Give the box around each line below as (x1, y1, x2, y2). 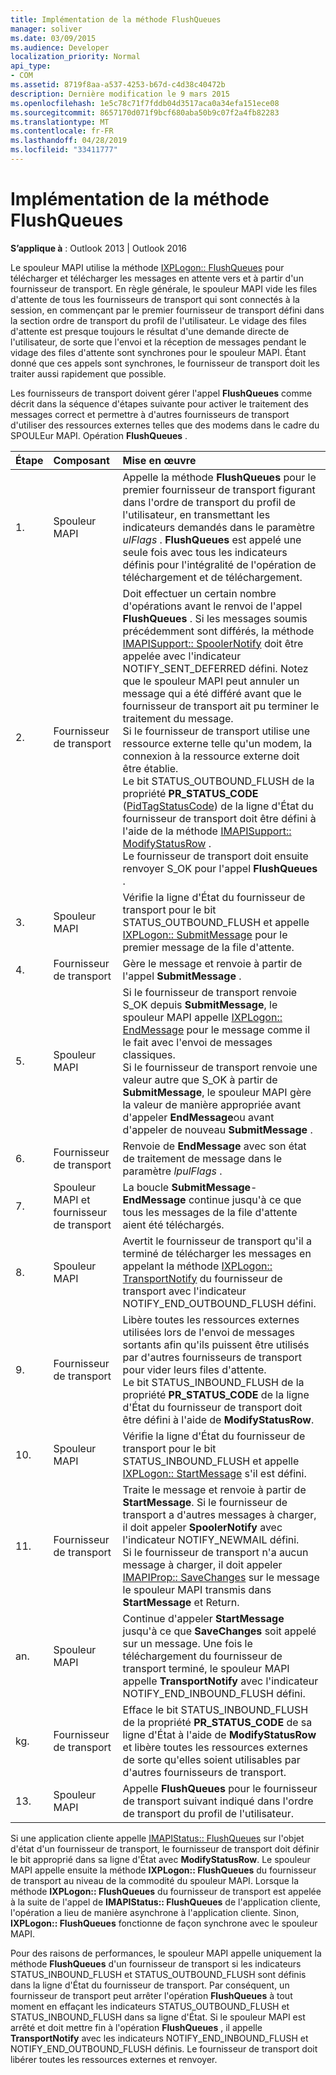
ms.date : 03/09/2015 (10, 33, 97, 43)
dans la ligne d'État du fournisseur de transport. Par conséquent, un (10, 1979, 290, 1991)
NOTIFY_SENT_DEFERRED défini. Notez (122, 661, 309, 675)
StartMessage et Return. (122, 1595, 240, 1609)
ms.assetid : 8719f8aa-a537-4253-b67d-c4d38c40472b (10, 80, 226, 90)
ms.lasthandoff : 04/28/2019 (10, 136, 128, 146)
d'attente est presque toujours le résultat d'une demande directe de (10, 325, 290, 337)
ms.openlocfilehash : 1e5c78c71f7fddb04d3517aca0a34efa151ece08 (10, 98, 280, 108)
